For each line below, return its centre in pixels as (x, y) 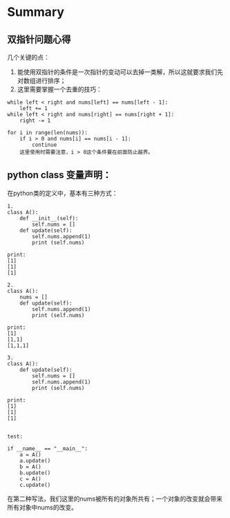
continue (45, 145)
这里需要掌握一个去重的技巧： (59, 89)
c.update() (35, 485)
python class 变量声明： (59, 175)
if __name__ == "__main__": (48, 448)
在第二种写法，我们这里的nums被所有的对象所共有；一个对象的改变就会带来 (115, 499)
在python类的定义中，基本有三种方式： (63, 193)
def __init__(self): (49, 218)
